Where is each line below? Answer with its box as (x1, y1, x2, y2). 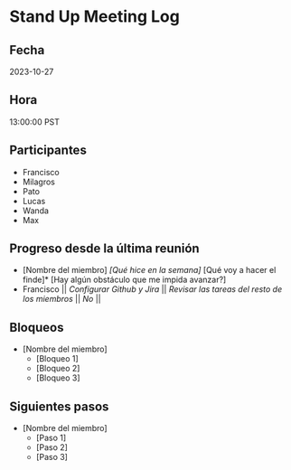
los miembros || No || (22, 294, 101, 305)
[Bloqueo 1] (35, 353, 79, 364)
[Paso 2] (35, 442, 68, 453)
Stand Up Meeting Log (9, 6, 181, 27)
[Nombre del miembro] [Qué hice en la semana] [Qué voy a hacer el (22, 265, 277, 276)
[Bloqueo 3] (35, 372, 80, 383)
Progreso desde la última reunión (9, 241, 201, 257)
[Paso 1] (35, 432, 67, 444)
